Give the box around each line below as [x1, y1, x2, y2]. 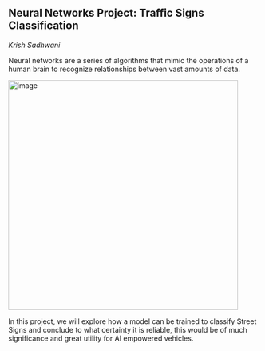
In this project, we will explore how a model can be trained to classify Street [8, 316, 257, 326]
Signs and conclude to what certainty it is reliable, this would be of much [8, 325, 247, 334]
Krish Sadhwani [8, 40, 61, 50]
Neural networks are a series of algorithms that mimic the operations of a [8, 55, 249, 65]
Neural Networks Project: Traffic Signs [8, 6, 205, 20]
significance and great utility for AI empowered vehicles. [8, 333, 194, 343]
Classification [8, 19, 79, 33]
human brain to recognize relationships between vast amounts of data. [8, 64, 241, 74]
